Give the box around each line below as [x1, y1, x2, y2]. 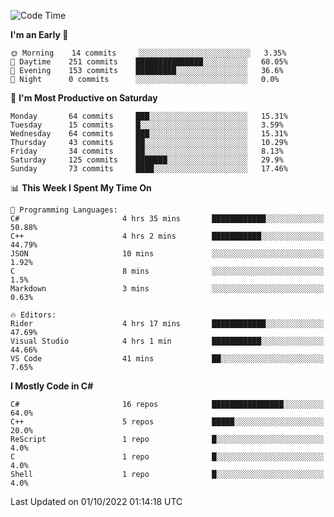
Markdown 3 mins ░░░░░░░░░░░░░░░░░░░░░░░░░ [10, 284, 325, 294]
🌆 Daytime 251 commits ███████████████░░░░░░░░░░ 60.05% [10, 57, 288, 67]
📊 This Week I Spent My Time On [10, 182, 152, 194]
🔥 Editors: [10, 310, 57, 320]
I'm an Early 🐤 [10, 29, 69, 40]
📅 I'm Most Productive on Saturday [10, 92, 158, 104]
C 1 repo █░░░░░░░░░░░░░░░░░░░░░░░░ [10, 452, 325, 462]
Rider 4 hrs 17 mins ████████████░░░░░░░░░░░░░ [10, 319, 325, 329]
